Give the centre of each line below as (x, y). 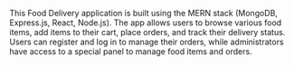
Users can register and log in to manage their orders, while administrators (147, 42)
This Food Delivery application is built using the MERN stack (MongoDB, (144, 13)
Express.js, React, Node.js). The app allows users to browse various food (146, 23)
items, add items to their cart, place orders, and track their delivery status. (147, 32)
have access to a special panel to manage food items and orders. (131, 52)
